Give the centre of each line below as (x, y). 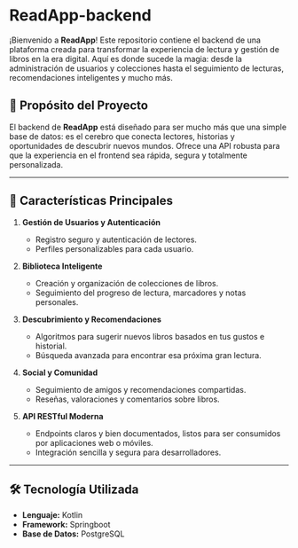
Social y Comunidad (60, 372)
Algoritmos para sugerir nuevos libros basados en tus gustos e (150, 336)
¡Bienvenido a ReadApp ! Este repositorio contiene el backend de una (135, 40)
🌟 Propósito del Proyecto (79, 106)
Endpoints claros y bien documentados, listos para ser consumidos (158, 433)
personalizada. (36, 164)
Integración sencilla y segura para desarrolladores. (128, 452)
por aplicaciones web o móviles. (94, 442)
